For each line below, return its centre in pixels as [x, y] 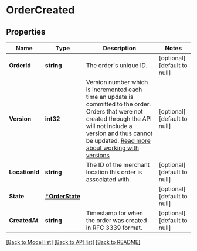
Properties [26, 32]
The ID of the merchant [118, 165]
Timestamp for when [115, 213]
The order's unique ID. [117, 65]
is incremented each [114, 90]
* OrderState [63, 196]
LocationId [24, 172]
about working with [113, 148]
